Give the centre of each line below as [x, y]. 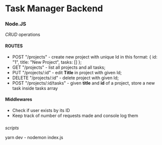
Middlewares [19, 99]
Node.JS [16, 24]
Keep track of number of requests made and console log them [75, 116]
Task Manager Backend [54, 9]
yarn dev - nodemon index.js [34, 138]
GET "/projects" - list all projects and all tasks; [59, 67]
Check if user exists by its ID [41, 110]
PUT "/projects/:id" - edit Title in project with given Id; [67, 72]
